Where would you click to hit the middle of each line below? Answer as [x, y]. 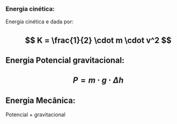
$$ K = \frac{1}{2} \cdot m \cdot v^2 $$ [98, 40]
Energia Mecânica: [41, 100]
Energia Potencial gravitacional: [65, 61]
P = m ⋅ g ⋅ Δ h [98, 81]
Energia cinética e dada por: [40, 22]
